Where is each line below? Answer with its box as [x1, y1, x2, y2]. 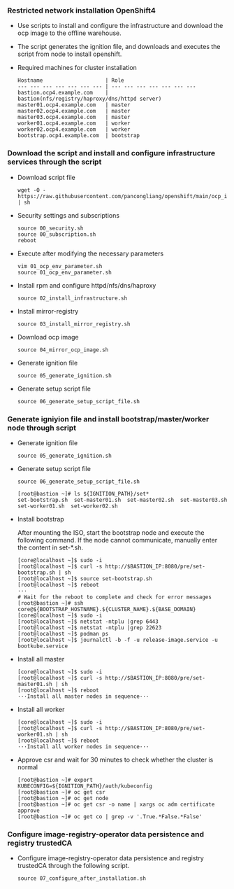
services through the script [7, 157, 102, 167]
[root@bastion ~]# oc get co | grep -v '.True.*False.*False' [17, 813, 203, 820]
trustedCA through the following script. [17, 862, 130, 870]
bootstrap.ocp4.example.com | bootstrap [17, 132, 140, 139]
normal [17, 762, 38, 771]
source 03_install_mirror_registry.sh [17, 321, 131, 328]
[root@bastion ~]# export [17, 776, 93, 783]
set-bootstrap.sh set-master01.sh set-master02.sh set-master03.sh [17, 496, 228, 503]
